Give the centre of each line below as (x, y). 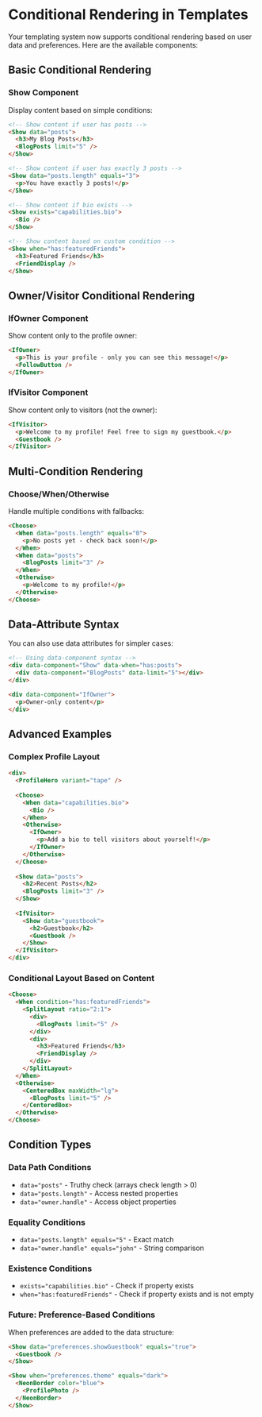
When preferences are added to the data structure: (91, 1332)
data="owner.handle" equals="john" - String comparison (112, 1248)
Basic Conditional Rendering (80, 70)
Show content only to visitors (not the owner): (83, 410)
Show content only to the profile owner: (72, 336)
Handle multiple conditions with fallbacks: (76, 512)
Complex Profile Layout (54, 756)
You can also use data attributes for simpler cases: (91, 643)
